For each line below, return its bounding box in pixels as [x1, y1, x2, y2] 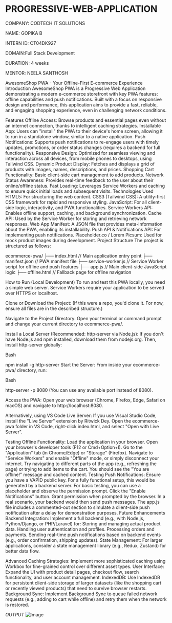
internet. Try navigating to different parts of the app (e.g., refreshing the [5, 461, 157, 467]
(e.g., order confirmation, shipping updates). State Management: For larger [5, 537, 163, 543]
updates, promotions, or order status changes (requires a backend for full [5, 144, 160, 151]
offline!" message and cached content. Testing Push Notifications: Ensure [5, 471, 161, 478]
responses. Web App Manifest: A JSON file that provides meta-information [5, 221, 163, 227]
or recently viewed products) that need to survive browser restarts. [5, 585, 147, 591]
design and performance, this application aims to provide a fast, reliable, [5, 101, 158, 108]
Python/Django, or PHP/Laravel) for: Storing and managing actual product [5, 520, 161, 527]
